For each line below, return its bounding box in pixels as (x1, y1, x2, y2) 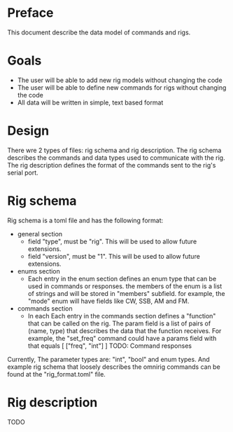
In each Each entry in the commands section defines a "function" (27, 311, 216, 320)
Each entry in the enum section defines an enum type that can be (27, 274, 217, 283)
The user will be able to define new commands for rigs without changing (17, 83, 227, 92)
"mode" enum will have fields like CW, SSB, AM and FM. (27, 297, 190, 305)
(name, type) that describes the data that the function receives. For (27, 326, 222, 335)
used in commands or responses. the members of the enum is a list (27, 282, 223, 290)
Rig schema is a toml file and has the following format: (7, 216, 164, 224)
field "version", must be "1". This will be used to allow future (27, 252, 201, 260)
